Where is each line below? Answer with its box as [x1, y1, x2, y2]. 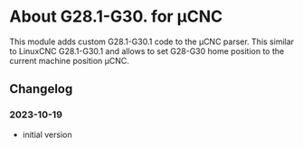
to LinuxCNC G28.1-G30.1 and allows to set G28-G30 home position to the [9, 45, 285, 56]
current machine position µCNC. [9, 55, 129, 66]
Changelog [9, 81, 73, 96]
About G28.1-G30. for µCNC [9, 6, 223, 27]
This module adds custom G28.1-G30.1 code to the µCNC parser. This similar [9, 36, 295, 47]
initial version [22, 129, 72, 140]
